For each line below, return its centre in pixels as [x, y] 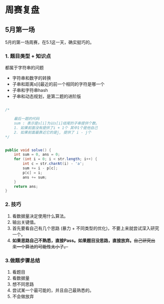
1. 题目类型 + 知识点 [28, 56]
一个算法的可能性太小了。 [42, 246]
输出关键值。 [25, 222]
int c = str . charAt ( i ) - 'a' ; [53, 164]
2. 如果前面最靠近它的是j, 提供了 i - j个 [53, 132]
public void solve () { [28, 150]
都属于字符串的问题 [24, 68]
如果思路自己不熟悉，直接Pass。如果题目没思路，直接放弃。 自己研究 [82, 240]
